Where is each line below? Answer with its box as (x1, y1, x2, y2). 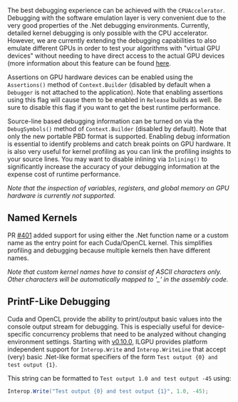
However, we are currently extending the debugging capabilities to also (7, 36, 217, 45)
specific (7, 329, 31, 338)
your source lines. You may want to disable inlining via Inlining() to (7, 155, 208, 163)
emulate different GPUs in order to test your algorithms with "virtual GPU (7, 44, 221, 52)
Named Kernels (7, 212, 78, 224)
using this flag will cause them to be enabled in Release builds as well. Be (7, 96, 222, 104)
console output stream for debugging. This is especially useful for (7, 322, 201, 331)
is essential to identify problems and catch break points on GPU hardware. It (7, 140, 232, 148)
